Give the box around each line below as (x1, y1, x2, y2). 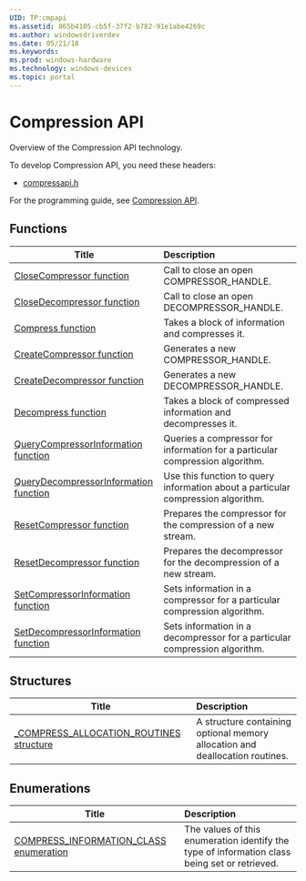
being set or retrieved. (184, 857, 280, 870)
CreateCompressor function (14, 348, 134, 360)
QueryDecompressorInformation (14, 475, 153, 488)
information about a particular (163, 481, 291, 493)
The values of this (184, 823, 261, 835)
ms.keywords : (9, 47, 59, 56)
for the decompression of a (163, 556, 280, 569)
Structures (9, 673, 72, 688)
